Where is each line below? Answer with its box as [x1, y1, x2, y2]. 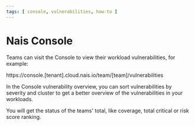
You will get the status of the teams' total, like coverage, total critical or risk [6, 107, 189, 114]
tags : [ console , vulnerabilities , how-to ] [6, 8, 118, 15]
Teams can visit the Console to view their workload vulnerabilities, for [6, 54, 175, 61]
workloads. [6, 95, 34, 102]
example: [6, 60, 28, 67]
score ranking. [6, 113, 41, 120]
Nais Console [6, 34, 73, 47]
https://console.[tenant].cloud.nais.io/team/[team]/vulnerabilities [6, 72, 164, 79]
